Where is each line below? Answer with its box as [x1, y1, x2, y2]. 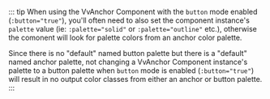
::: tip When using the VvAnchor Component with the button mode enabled [8, 7, 258, 16]
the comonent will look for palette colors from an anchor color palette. [8, 32, 242, 42]
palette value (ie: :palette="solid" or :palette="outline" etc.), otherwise [8, 24, 257, 33]
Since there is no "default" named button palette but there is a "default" [8, 49, 247, 58]
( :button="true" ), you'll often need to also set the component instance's [8, 15, 250, 25]
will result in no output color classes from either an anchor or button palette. [8, 75, 263, 84]
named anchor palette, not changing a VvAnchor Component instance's [8, 57, 248, 67]
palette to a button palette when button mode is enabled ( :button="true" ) [8, 66, 254, 75]
